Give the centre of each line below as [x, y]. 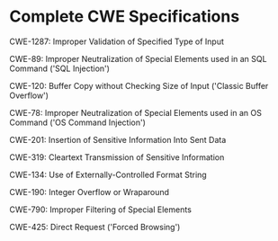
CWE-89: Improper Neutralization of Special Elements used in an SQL [138, 58]
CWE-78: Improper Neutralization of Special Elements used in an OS [136, 112]
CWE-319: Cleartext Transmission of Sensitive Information [117, 157]
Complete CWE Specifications [125, 17]
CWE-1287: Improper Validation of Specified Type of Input [117, 41]
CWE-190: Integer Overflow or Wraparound [89, 192]
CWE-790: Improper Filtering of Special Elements [100, 210]
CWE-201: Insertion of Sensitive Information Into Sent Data [118, 139]
